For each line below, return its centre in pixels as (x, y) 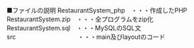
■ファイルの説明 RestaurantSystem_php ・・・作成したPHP (97, 10)
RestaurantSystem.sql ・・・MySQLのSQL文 (74, 28)
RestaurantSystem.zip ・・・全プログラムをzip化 (80, 19)
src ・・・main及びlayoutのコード (86, 37)
